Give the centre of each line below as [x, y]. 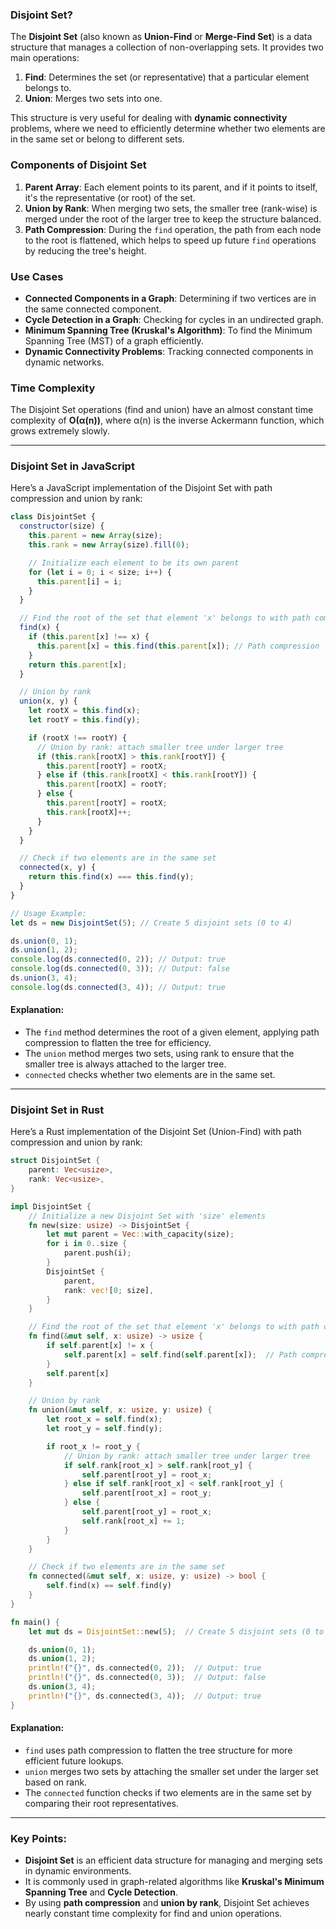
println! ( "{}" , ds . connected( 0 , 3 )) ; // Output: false [147, 1678]
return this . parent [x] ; [78, 664]
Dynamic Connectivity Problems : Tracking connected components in [169, 351]
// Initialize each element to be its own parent [134, 563]
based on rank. [56, 1782]
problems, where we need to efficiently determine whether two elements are [168, 129]
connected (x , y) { [58, 868]
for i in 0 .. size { [87, 1244]
